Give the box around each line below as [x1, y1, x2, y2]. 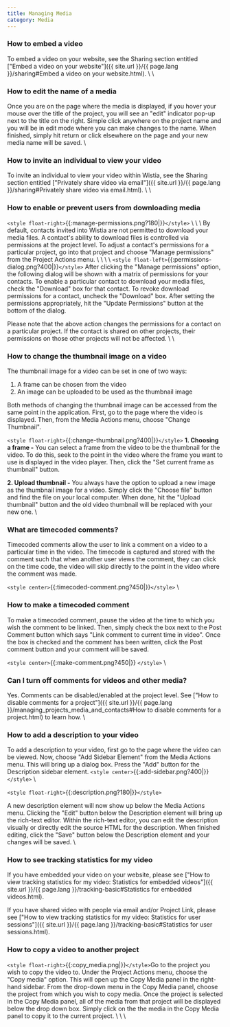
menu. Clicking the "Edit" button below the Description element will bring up [7, 809, 222, 817]
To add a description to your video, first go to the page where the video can [7, 746, 221, 754]
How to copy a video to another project [7, 945, 139, 955]
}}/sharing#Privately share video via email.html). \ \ [7, 186, 152, 194]
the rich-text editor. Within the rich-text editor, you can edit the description [7, 816, 218, 824]
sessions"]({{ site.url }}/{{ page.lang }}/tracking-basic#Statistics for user [7, 921, 213, 929]
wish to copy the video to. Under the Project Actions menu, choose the [7, 968, 207, 976]
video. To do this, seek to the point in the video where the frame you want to [7, 451, 223, 459]
